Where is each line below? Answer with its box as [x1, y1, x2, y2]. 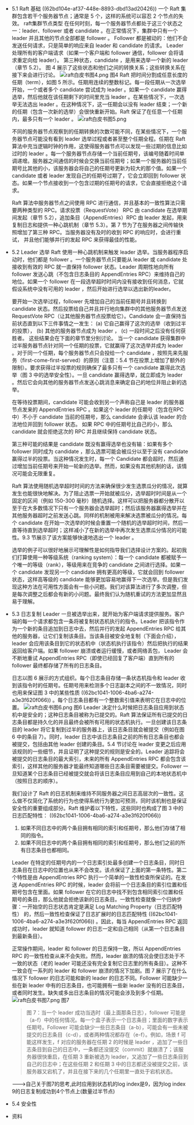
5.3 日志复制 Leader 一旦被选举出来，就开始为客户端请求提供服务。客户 [11, 611, 185, 617]
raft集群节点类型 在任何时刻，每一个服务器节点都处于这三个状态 [23, 20, 178, 26]
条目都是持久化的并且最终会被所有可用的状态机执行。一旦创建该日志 [16, 718, 182, 725]
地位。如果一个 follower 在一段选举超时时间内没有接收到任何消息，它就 [11, 278, 184, 285]
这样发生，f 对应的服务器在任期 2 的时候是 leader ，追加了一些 [31, 1039, 183, 1046]
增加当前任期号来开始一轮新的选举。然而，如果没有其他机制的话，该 [16, 462, 182, 470]
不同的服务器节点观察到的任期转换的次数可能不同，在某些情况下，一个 [11, 128, 182, 135]
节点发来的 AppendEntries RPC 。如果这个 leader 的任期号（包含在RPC [11, 406, 184, 413]
